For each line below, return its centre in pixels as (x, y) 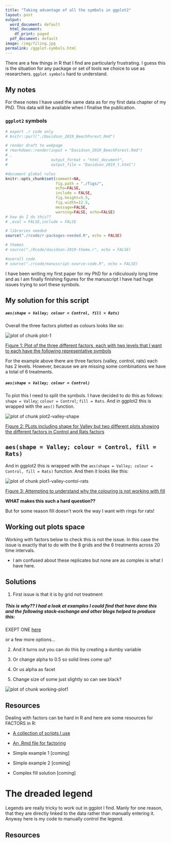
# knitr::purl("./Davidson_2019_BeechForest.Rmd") (60, 136)
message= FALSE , (71, 207)
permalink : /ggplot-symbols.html (41, 48)
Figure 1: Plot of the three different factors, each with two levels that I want (84, 346)
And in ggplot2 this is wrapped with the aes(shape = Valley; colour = (79, 465)
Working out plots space (45, 527)
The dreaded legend (49, 794)
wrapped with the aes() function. (40, 406)
